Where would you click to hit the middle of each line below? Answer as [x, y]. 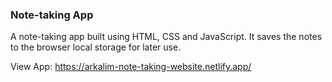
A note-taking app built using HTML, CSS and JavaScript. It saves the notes [166, 37]
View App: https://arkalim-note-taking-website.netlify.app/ [131, 67]
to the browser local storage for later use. [96, 47]
